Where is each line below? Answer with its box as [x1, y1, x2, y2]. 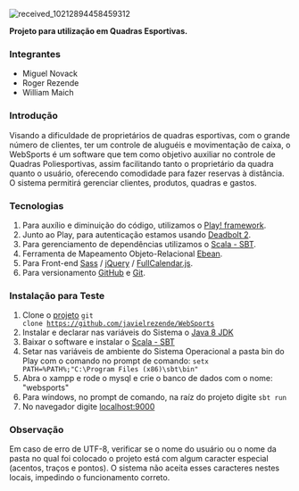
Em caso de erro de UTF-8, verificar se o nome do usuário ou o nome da [9, 444, 277, 454]
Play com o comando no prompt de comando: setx [21, 355, 210, 366]
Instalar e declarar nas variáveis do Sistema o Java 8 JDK [21, 327, 234, 338]
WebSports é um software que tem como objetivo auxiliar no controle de [9, 148, 277, 160]
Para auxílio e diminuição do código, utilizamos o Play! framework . [21, 220, 267, 230]
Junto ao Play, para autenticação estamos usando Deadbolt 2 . [21, 229, 252, 240]
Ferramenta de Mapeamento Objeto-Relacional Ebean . [21, 248, 223, 259]
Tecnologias [9, 199, 64, 212]
